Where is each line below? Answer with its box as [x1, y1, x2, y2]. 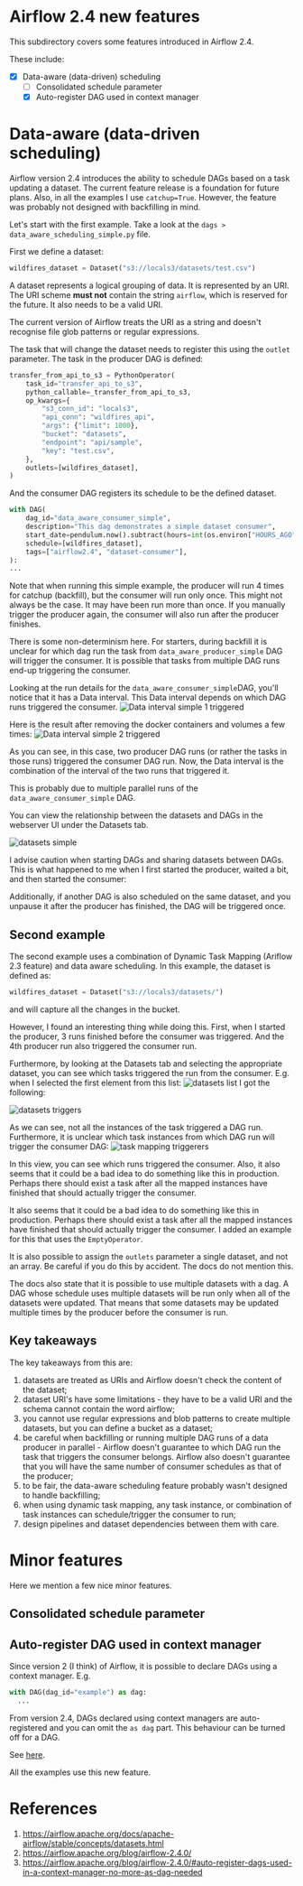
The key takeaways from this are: [9, 1357, 133, 1368]
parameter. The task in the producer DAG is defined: [9, 353, 204, 364]
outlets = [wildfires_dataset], [25, 463, 140, 472]
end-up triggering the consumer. [9, 665, 131, 676]
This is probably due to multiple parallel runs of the [9, 783, 198, 794]
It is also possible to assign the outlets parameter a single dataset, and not [9, 1251, 289, 1261]
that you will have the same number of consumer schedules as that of [22, 1461, 282, 1472]
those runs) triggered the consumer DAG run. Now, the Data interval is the [9, 756, 284, 766]
